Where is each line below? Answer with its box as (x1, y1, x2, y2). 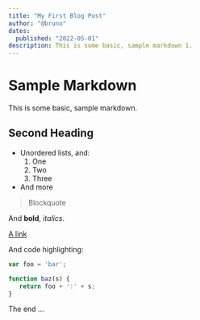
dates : (8, 27, 31, 35)
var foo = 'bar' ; (8, 260, 67, 268)
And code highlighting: (8, 244, 84, 254)
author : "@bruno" (8, 19, 67, 27)
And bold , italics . (8, 213, 65, 222)
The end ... (8, 304, 44, 314)
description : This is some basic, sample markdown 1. (8, 42, 194, 50)
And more (19, 182, 54, 192)
